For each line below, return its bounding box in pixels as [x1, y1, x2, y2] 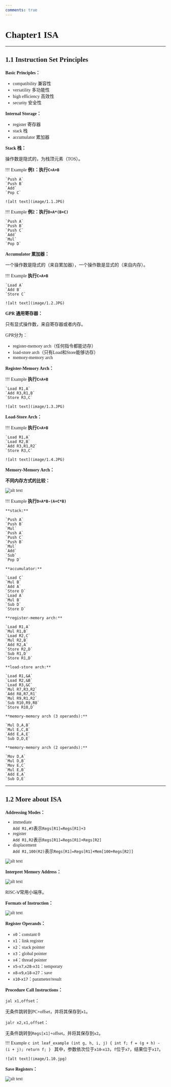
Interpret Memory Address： [5, 869, 62, 875]
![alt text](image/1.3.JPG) [5, 404, 65, 409]
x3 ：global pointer [12, 951, 47, 957]
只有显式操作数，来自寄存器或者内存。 [5, 322, 85, 327]
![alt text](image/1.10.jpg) [5, 1056, 67, 1061]
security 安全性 [12, 100, 42, 106]
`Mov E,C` [5, 763, 26, 768]
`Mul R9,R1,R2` [5, 696, 38, 701]
